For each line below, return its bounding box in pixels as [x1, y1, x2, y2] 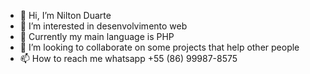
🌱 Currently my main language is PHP [19, 31, 175, 42]
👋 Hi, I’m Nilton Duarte [19, 10, 112, 21]
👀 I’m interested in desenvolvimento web [19, 20, 188, 32]
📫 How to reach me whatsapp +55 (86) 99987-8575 [19, 53, 238, 64]
